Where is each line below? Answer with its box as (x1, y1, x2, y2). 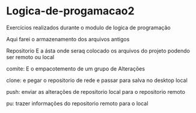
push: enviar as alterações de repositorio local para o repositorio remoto (6, 88, 185, 95)
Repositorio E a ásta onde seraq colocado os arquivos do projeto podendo (6, 47, 191, 54)
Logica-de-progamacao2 (6, 4, 135, 18)
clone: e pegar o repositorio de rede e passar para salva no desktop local (6, 77, 188, 84)
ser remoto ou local (6, 53, 55, 60)
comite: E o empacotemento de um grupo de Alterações (6, 65, 145, 72)
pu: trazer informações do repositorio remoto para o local (6, 100, 149, 107)
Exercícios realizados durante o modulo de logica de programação (6, 24, 171, 31)
